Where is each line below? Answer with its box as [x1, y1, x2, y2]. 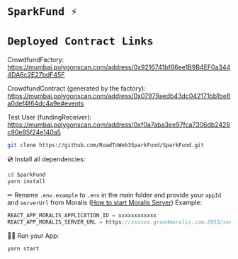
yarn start [7, 245, 40, 252]
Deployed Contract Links [7, 35, 154, 48]
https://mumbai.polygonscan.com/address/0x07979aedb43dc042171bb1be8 [7, 92, 231, 100]
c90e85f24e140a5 [7, 128, 62, 137]
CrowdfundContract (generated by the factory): [7, 84, 147, 93]
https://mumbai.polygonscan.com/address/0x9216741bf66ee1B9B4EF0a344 [7, 63, 231, 71]
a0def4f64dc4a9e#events [7, 99, 84, 108]
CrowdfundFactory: [7, 55, 64, 64]
